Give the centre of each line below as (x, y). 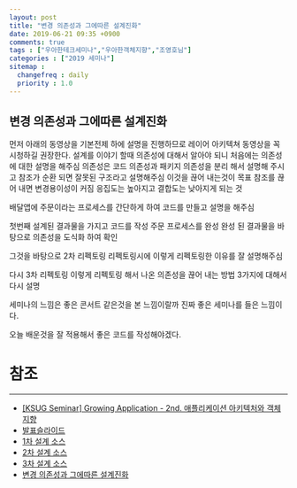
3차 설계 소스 (45, 464)
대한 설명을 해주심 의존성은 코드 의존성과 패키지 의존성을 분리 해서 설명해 (143, 167)
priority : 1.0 (45, 83)
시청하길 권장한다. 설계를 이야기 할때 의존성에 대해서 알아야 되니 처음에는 (134, 155)
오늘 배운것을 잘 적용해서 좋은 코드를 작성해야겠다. (95, 335)
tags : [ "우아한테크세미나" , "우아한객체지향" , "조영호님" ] (100, 50)
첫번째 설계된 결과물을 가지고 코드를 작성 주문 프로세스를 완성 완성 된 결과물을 (142, 226)
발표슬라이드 (44, 430)
